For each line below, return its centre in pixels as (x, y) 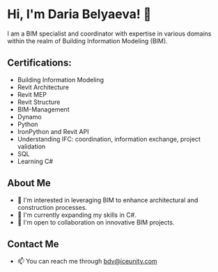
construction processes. (52, 207)
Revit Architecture (43, 87)
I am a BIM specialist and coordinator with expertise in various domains (109, 33)
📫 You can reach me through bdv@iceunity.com (87, 262)
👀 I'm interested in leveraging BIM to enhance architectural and (108, 200)
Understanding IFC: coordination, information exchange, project (109, 139)
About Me (29, 183)
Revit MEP (32, 94)
